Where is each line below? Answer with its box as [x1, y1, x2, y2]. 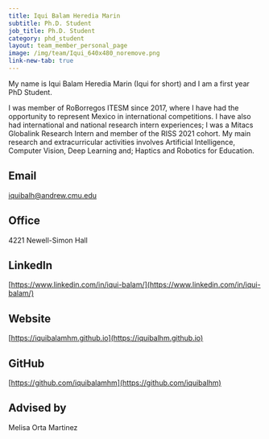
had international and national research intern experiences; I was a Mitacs [8, 120, 254, 130]
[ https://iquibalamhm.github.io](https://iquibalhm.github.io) [8, 333, 204, 343]
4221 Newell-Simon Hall [8, 235, 89, 245]
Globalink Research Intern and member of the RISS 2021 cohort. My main [8, 128, 251, 138]
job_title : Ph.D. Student [8, 27, 95, 35]
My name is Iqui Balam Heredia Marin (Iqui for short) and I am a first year [8, 78, 250, 89]
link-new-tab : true [8, 57, 74, 65]
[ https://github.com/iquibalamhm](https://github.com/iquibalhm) [8, 378, 221, 387]
